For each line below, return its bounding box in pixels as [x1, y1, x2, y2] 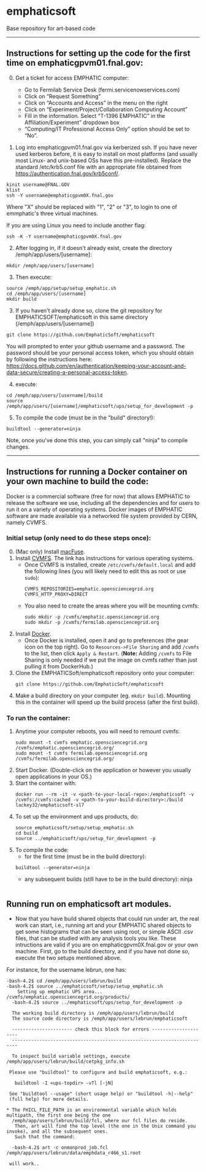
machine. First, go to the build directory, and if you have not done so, [15, 947, 190, 955]
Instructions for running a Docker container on [6, 467, 188, 477]
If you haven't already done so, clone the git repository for [15, 307, 162, 314]
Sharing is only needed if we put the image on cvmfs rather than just [24, 656, 197, 663]
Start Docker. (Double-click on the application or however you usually [15, 767, 191, 774]
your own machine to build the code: [6, 476, 149, 486]
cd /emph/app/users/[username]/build [6, 392, 103, 399]
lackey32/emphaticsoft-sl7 [15, 802, 85, 808]
